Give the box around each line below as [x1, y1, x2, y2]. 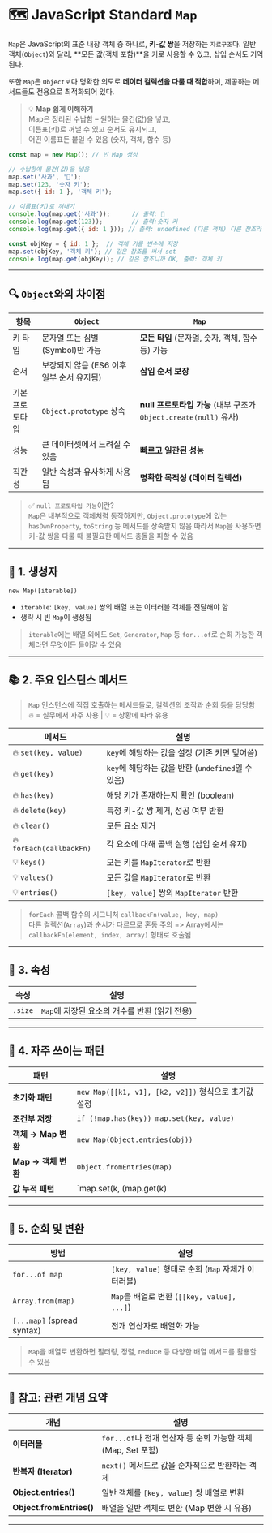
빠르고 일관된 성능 [139, 445, 205, 456]
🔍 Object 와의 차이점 [8, 286, 106, 300]
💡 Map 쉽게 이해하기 [28, 104, 94, 114]
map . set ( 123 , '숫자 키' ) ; [8, 180, 91, 188]
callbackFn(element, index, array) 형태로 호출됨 [28, 929, 192, 939]
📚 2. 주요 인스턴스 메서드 [8, 674, 128, 687]
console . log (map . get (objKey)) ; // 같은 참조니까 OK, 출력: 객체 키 [8, 255, 223, 263]
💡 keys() [12, 856, 46, 868]
